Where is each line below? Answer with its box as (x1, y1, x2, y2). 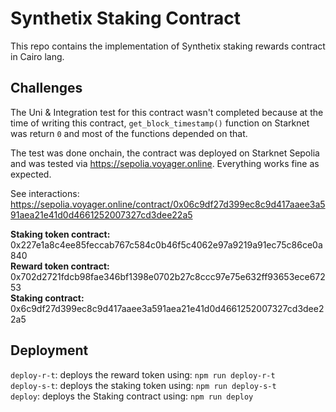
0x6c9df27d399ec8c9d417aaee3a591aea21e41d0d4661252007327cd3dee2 (10, 302, 325, 314)
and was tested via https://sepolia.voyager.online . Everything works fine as (10, 157, 320, 169)
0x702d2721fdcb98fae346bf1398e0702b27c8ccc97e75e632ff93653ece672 (10, 270, 326, 282)
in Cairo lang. (10, 50, 65, 62)
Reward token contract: (10, 260, 110, 272)
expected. (10, 168, 52, 180)
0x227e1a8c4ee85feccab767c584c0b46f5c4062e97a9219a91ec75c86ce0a (10, 238, 323, 251)
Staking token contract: (10, 228, 111, 240)
